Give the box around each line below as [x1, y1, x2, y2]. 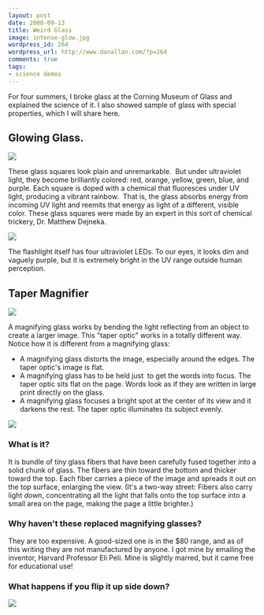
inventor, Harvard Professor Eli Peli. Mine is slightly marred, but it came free [8, 553, 254, 562]
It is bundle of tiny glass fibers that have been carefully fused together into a [8, 457, 257, 466]
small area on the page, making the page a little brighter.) [8, 498, 194, 508]
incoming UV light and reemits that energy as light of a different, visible [8, 200, 239, 209]
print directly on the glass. [19, 387, 105, 398]
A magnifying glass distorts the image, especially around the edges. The [19, 354, 255, 364]
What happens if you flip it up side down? [8, 580, 170, 591]
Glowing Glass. [8, 132, 84, 145]
